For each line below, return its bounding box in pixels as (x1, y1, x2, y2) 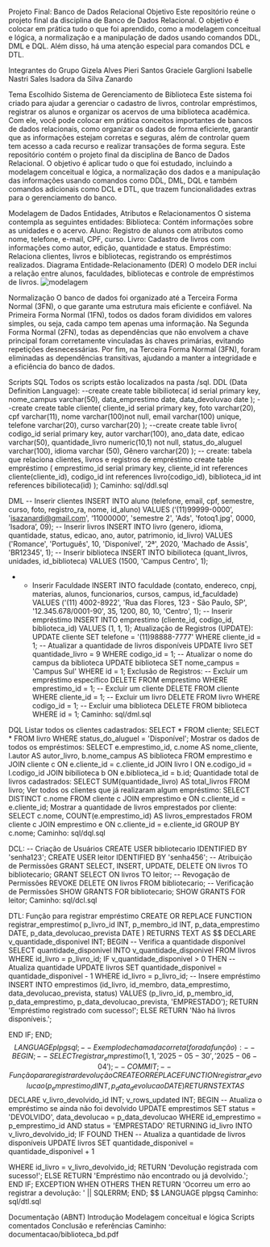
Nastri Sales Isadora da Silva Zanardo (8, 74, 133, 83)
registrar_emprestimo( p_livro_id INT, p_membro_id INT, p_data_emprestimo (8, 919, 260, 929)
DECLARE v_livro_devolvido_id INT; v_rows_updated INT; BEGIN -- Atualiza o (8, 1095, 263, 1105)
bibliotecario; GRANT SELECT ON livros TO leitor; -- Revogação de (8, 869, 231, 879)
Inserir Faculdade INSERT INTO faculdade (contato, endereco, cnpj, (31, 581, 257, 590)
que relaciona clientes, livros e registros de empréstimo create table (8, 454, 235, 464)
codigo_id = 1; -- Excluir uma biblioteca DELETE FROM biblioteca (31, 701, 247, 710)
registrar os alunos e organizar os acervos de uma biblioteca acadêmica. (8, 107, 251, 116)
